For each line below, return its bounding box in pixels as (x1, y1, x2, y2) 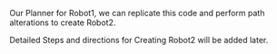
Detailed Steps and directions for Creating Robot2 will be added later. (9, 35, 269, 45)
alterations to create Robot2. (9, 17, 116, 28)
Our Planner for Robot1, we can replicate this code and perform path (9, 8, 265, 18)
